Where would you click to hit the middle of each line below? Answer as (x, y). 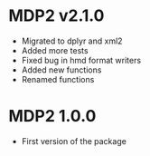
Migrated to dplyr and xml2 (72, 41)
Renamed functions (58, 79)
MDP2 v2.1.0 (56, 16)
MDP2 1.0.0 (52, 117)
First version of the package (74, 141)
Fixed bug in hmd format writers (81, 60)
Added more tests (55, 50)
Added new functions (61, 70)
